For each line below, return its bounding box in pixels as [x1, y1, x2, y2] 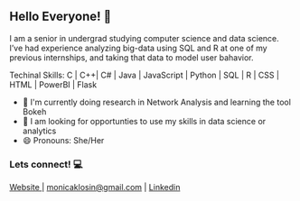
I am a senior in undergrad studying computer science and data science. [9, 32, 280, 43]
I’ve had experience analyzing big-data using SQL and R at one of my [9, 42, 268, 53]
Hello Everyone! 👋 [9, 9, 112, 24]
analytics [22, 125, 57, 136]
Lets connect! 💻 [9, 158, 83, 170]
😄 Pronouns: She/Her [22, 134, 105, 145]
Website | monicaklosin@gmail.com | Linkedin [9, 182, 181, 193]
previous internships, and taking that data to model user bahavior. [9, 51, 255, 63]
